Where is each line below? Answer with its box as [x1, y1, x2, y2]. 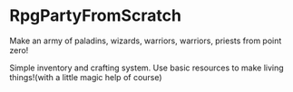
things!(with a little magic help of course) [9, 71, 162, 82]
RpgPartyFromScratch [9, 5, 181, 26]
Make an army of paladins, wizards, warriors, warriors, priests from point [9, 35, 282, 46]
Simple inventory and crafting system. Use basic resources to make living [9, 62, 284, 73]
